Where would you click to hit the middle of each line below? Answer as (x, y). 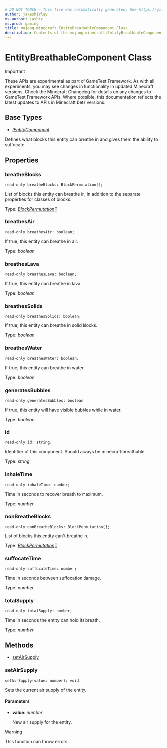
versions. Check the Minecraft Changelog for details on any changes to (78, 91)
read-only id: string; (29, 443)
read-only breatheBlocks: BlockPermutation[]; (54, 185)
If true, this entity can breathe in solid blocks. (51, 325)
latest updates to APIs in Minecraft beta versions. (55, 102)
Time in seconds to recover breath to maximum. (54, 494)
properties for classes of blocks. (38, 199)
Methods (19, 645)
